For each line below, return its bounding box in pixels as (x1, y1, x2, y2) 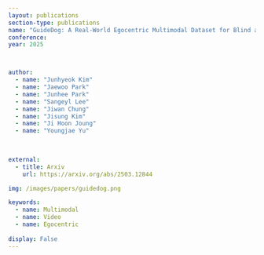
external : (8, 155, 41, 163)
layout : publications (8, 11, 79, 20)
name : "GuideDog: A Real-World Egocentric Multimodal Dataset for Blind (8, 26, 251, 34)
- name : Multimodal (15, 206, 79, 214)
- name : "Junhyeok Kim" (15, 76, 93, 84)
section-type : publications (8, 19, 101, 27)
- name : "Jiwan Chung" (15, 105, 90, 113)
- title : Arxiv (15, 162, 65, 171)
